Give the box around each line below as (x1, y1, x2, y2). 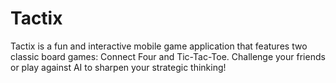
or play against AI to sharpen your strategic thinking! (10, 61, 227, 73)
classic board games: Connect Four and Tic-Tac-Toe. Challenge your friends (10, 50, 326, 62)
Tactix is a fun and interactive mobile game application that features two (10, 40, 308, 52)
